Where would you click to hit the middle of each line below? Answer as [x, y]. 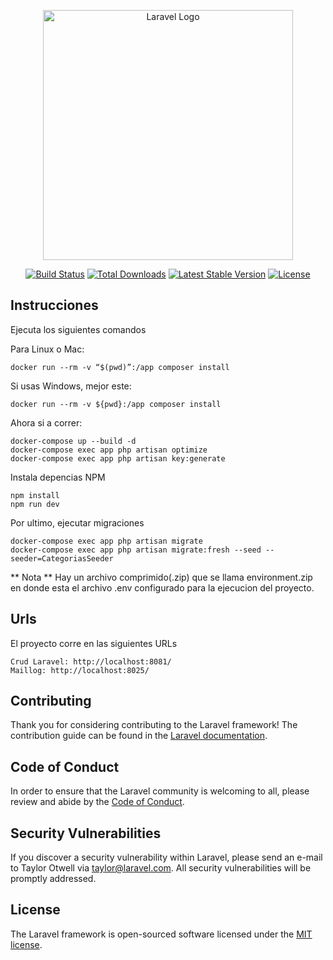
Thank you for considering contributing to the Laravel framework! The [154, 725]
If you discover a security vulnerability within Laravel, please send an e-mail [166, 857]
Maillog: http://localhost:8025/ [80, 670]
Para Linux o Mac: [47, 349]
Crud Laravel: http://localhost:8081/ [91, 661]
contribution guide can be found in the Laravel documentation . [139, 736]
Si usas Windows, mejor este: [71, 386]
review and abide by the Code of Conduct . [97, 802]
